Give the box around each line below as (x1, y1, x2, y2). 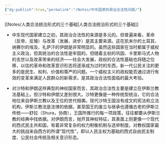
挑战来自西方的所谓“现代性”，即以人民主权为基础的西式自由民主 (20, 128, 150, 134)
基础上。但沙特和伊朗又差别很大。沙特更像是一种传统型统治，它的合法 (16, 91, 159, 97)
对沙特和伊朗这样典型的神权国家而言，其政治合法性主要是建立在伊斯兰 (11, 85, 155, 91)
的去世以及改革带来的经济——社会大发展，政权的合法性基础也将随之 (11, 56, 151, 62)
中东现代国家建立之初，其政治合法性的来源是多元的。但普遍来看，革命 (11, 31, 155, 37)
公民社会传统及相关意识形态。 (20, 134, 82, 140)
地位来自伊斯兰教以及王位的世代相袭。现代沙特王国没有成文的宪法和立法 (11, 97, 159, 103)
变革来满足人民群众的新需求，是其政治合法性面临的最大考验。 (20, 75, 146, 81)
